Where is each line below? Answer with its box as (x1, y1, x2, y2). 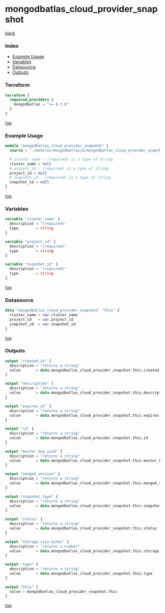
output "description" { (5, 381, 54, 386)
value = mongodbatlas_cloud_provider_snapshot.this (9, 589, 118, 594)
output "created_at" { (5, 358, 52, 364)
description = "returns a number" (9, 544, 80, 549)
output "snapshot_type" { (5, 494, 58, 499)
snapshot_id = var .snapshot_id (9, 321, 76, 327)
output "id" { (5, 427, 34, 431)
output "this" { (5, 584, 38, 589)
